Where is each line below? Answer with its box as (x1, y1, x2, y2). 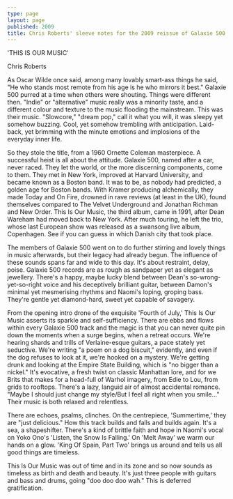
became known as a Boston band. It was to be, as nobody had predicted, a (7, 178, 222, 187)
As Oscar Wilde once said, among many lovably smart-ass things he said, (7, 76, 218, 84)
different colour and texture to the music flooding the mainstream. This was (7, 105, 224, 114)
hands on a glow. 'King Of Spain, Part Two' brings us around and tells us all (7, 440, 223, 450)
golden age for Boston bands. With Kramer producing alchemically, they (7, 185, 214, 194)
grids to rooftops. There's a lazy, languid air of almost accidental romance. (7, 383, 220, 391)
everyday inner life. (7, 135, 63, 144)
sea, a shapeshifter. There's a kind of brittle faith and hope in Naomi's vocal (7, 426, 224, 434)
